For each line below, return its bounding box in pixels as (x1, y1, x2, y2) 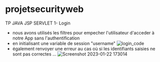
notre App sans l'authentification (12, 35, 80, 41)
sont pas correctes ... (12, 51, 56, 57)
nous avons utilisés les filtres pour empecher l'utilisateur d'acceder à (12, 29, 155, 35)
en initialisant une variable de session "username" (12, 40, 116, 46)
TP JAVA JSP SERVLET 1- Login (5, 20, 71, 26)
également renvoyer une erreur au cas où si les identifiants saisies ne (12, 45, 155, 51)
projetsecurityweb (5, 3, 84, 15)
